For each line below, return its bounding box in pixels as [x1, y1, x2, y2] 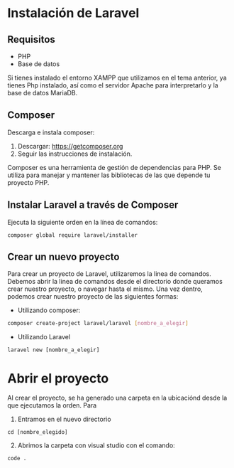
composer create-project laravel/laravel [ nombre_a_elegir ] [7, 320, 189, 327]
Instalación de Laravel [7, 5, 140, 21]
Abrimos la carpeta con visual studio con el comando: [17, 441, 175, 450]
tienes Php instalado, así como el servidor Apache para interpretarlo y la [7, 81, 218, 90]
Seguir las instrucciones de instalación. [17, 149, 133, 158]
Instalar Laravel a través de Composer [7, 199, 179, 211]
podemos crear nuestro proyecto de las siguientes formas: [7, 292, 179, 301]
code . [7, 455, 27, 462]
